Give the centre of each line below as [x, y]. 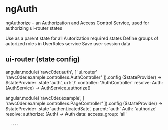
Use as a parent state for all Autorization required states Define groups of [82, 38]
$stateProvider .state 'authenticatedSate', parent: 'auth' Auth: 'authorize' [81, 108]
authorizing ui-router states [34, 28]
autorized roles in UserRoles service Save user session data [68, 43]
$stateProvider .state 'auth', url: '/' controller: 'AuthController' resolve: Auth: [84, 82]
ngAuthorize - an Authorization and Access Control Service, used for [77, 23]
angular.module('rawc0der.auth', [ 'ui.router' [52, 72]
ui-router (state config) [43, 60]
